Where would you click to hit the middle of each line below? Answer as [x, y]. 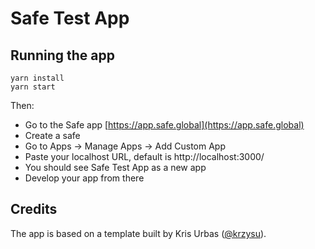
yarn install [37, 78]
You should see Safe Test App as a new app [115, 167]
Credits [34, 209]
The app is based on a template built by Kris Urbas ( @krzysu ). [138, 233]
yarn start [33, 87]
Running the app [62, 55]
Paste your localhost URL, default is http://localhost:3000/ [144, 156]
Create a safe [52, 135]
